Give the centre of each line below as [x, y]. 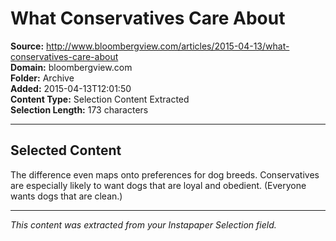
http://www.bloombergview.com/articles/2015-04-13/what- [168, 46]
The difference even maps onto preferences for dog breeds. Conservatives [165, 174]
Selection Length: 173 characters [79, 109]
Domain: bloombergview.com [71, 67]
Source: [27, 46]
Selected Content [66, 150]
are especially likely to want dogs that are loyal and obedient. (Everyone [158, 185]
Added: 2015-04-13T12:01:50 [71, 88]
